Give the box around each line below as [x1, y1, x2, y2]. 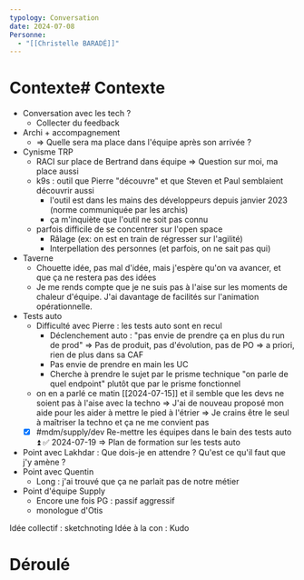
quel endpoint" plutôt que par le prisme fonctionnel [49, 378, 241, 389]
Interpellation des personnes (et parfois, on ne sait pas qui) [49, 243, 271, 255]
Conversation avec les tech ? [22, 108, 132, 119]
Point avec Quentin [22, 466, 94, 477]
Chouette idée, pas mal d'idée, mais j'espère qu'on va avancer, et [35, 263, 281, 274]
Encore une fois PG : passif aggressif [35, 495, 175, 506]
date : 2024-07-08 [9, 22, 75, 31]
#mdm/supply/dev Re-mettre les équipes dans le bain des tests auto [35, 426, 292, 437]
